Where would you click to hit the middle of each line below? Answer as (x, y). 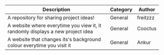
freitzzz (146, 18)
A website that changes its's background (54, 39)
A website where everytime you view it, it (54, 25)
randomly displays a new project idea (50, 32)
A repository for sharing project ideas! (51, 18)
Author (147, 9)
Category (121, 9)
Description (56, 9)
